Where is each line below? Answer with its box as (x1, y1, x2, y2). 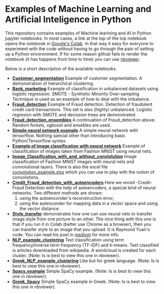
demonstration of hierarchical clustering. (12, 80, 94, 86)
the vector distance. (19, 205, 60, 212)
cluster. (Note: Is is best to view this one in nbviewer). (12, 252, 120, 258)
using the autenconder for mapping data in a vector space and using (19, 200, 158, 206)
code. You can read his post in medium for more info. (12, 232, 120, 238)
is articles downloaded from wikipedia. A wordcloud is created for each (12, 247, 156, 253)
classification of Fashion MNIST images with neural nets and (12, 159, 135, 164)
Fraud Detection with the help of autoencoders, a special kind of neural (12, 185, 156, 190)
